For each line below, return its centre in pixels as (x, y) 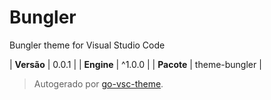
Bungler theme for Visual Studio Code (87, 45)
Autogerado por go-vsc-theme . (98, 83)
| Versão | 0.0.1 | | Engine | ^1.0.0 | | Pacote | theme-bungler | (135, 64)
